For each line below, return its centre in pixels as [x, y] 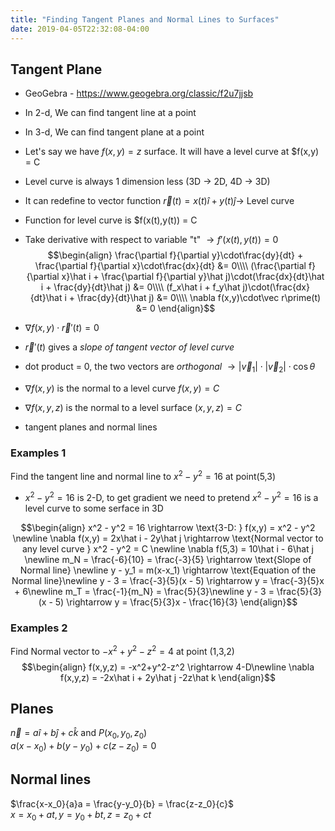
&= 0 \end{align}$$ [175, 308]
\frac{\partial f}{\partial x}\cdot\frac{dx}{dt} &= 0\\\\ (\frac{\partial [170, 266]
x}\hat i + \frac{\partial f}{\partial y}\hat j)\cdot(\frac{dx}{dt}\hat [193, 277]
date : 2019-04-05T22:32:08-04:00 [80, 29]
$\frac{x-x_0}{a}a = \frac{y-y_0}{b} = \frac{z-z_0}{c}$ [122, 803]
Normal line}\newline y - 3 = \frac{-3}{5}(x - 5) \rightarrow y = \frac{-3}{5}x [168, 580]
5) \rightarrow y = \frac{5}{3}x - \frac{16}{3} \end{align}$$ [176, 602]
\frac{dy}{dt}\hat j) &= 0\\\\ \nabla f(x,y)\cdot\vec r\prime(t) [199, 298]
